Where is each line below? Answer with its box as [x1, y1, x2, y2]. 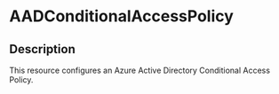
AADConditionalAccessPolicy [9, 6, 234, 27]
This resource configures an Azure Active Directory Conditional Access [9, 65, 271, 75]
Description [9, 42, 76, 57]
